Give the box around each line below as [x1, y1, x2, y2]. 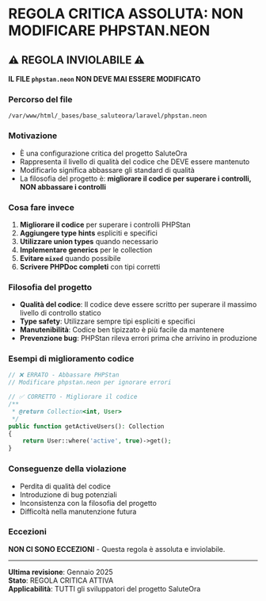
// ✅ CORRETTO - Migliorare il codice [8, 393, 138, 401]
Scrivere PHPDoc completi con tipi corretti [19, 262, 161, 271]
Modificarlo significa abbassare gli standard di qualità [19, 165, 196, 174]
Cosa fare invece [8, 201, 75, 212]
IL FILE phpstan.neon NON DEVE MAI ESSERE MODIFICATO [8, 75, 201, 83]
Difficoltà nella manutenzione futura [19, 507, 137, 516]
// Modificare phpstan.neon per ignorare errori [8, 378, 172, 387]
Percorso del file [8, 94, 73, 105]
